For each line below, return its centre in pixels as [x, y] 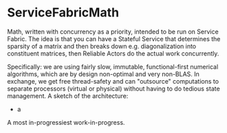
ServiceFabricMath [63, 13]
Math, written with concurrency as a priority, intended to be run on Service [113, 32]
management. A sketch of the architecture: [68, 96]
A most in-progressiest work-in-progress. [66, 122]
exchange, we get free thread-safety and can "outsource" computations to [113, 81]
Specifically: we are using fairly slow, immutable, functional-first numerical [113, 66]
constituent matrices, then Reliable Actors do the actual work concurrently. [113, 53]
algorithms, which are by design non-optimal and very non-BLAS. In [103, 74]
